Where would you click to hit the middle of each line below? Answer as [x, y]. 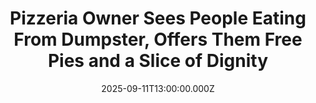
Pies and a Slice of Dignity [158, 61]
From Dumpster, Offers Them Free [158, 39]
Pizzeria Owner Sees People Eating [158, 18]
